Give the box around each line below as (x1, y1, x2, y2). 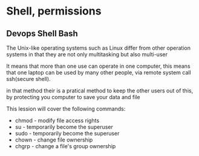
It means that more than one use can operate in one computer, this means (6, 62, 191, 70)
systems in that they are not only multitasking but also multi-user (6, 51, 168, 58)
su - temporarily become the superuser (15, 123, 114, 131)
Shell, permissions (6, 4, 102, 18)
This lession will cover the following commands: (6, 105, 126, 112)
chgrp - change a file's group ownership (15, 143, 116, 149)
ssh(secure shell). (6, 76, 51, 82)
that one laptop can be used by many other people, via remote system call (6, 69, 192, 76)
